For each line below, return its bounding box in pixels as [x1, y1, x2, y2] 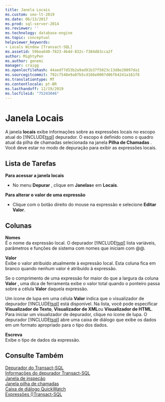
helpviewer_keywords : [5, 40, 50, 45]
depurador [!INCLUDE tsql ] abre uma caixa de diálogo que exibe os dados [5, 317, 156, 323]
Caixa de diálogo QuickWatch [5, 386, 66, 392]
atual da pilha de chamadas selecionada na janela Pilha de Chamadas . [5, 139, 152, 145]
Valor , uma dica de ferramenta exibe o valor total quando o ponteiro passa [5, 280, 160, 286]
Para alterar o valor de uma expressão [5, 192, 86, 198]
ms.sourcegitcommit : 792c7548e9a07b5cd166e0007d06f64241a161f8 [5, 72, 140, 77]
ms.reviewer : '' [5, 26, 39, 31]
